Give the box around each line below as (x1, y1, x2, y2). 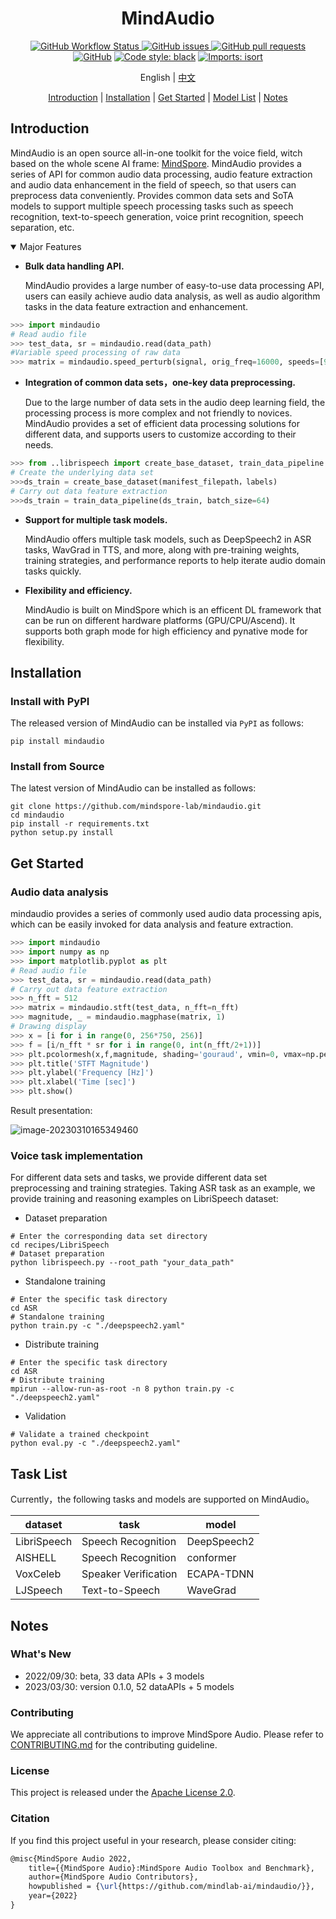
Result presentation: (10, 1105, 93, 1117)
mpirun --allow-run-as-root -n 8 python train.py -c (10, 1384, 235, 1394)
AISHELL (15, 1551, 57, 1565)
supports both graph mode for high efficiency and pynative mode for (24, 625, 308, 637)
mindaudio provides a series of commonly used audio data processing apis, (10, 908, 323, 920)
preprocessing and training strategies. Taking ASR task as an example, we (10, 1182, 316, 1194)
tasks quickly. (24, 565, 82, 577)
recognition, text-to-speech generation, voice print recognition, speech (10, 210, 304, 222)
